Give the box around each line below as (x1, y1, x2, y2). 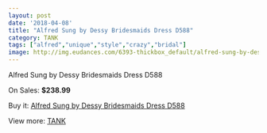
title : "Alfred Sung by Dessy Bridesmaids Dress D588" (8, 26, 194, 34)
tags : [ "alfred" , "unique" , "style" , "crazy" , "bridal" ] (8, 41, 187, 49)
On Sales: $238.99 (8, 85, 72, 95)
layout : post (8, 11, 52, 20)
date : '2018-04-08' (8, 19, 73, 27)
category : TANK (8, 33, 59, 42)
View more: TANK (8, 116, 66, 125)
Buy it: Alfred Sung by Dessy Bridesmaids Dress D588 (8, 101, 185, 110)
